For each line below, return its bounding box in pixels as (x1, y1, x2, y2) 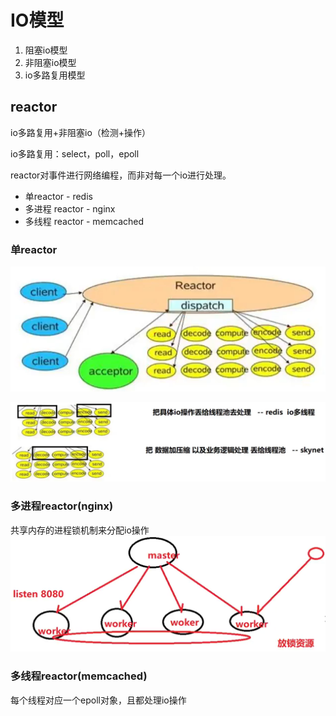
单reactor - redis (24, 190, 93, 202)
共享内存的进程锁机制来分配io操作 (10, 524, 150, 536)
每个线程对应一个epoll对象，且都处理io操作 (10, 694, 187, 706)
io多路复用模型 (24, 69, 86, 81)
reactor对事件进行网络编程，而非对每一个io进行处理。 (10, 169, 232, 181)
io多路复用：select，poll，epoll (10, 147, 140, 160)
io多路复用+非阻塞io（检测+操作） (10, 126, 152, 138)
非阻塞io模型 (24, 56, 77, 68)
